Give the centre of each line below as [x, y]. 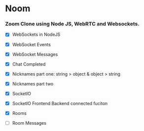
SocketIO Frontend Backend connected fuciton [60, 103]
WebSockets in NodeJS [36, 34]
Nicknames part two [33, 83]
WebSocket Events [31, 44]
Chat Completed [29, 64]
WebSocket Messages [35, 54]
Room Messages [29, 123]
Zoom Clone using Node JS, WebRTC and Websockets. [72, 24]
